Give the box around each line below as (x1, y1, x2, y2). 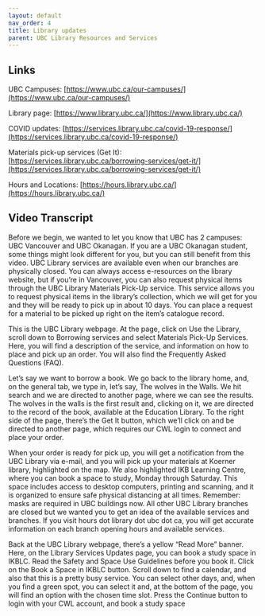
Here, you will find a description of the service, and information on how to (8, 341, 249, 350)
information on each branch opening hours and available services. (8, 524, 225, 533)
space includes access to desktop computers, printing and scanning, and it (8, 481, 254, 491)
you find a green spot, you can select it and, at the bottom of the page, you (8, 582, 253, 591)
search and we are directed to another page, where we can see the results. (8, 390, 254, 400)
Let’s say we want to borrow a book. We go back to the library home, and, (8, 373, 250, 383)
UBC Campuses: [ (8, 84, 67, 94)
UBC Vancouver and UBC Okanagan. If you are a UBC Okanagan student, (8, 240, 248, 251)
